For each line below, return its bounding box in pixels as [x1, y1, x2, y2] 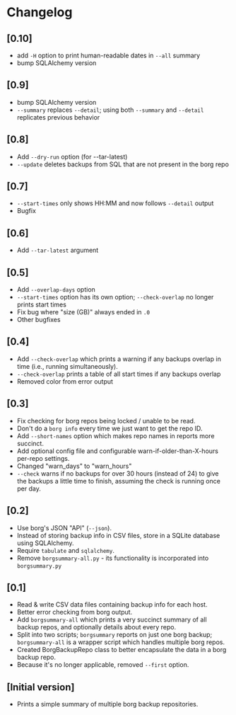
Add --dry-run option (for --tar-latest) [16, 152, 128, 161]
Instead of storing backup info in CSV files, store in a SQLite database [16, 531, 220, 539]
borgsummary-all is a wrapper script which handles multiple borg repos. [16, 638, 225, 646]
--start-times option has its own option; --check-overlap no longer [16, 293, 214, 302]
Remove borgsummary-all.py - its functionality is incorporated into [16, 554, 209, 562]
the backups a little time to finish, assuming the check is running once [16, 476, 220, 485]
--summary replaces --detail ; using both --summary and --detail [16, 105, 204, 114]
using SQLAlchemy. [16, 539, 75, 547]
